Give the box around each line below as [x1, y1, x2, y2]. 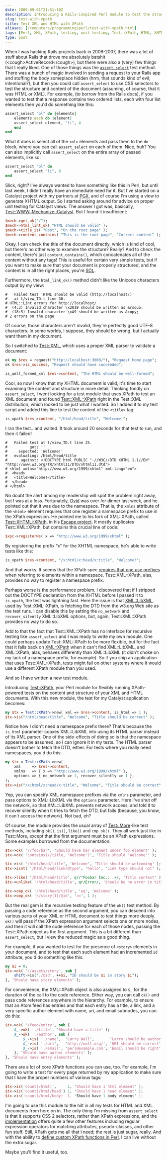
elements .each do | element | [14, 115, 72, 121]
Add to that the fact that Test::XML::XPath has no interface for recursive [5, 628, 153, 634]
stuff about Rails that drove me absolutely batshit [5, 54, 105, 60]
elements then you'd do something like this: [5, 101, 94, 107]
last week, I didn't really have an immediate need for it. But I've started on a [5, 187, 160, 193]
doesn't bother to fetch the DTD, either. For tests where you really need [5, 744, 151, 751]
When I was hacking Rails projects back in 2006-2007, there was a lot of [5, 48, 154, 55]
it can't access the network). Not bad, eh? [5, 812, 91, 818]
